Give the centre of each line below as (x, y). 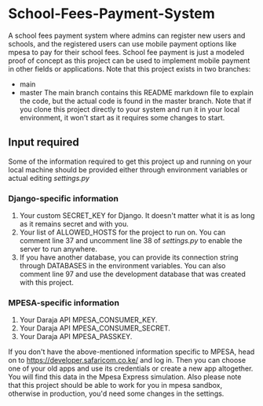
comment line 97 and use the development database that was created (132, 274)
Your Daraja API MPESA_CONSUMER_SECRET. (95, 328)
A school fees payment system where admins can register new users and (127, 35)
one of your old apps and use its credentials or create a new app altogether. (131, 369)
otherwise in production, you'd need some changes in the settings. (116, 393)
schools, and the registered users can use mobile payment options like (122, 43)
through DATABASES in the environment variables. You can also (122, 266)
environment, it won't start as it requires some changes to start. (122, 117)
